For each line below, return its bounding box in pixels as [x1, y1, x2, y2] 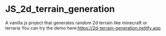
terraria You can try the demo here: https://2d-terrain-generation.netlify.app [5, 25, 161, 31]
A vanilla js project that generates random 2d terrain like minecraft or [5, 20, 147, 26]
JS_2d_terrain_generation [5, 3, 115, 15]
